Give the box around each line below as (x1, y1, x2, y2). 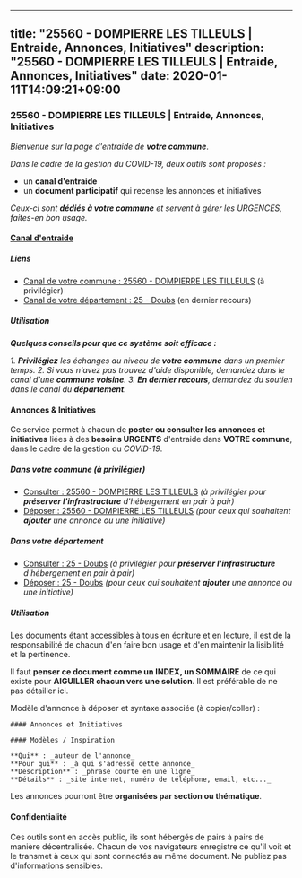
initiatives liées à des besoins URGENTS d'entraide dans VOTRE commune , (10, 434, 293, 445)
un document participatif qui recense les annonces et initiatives (22, 185, 262, 196)
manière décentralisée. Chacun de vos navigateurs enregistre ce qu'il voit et (10, 840, 292, 852)
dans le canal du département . (10, 384, 126, 395)
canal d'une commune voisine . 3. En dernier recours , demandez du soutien (10, 374, 293, 386)
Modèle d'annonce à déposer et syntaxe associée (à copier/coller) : (10, 703, 261, 714)
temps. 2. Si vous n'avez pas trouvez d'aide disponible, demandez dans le (10, 365, 286, 376)
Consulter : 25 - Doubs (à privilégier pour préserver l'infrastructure (22, 558, 276, 569)
